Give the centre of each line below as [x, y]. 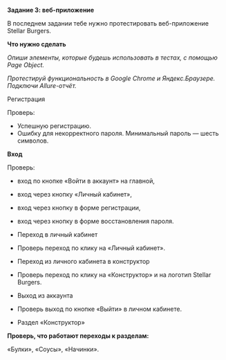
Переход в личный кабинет [57, 234]
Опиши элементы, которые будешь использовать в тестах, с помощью [112, 57]
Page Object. [26, 65]
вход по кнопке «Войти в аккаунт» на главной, [86, 181]
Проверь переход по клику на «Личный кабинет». [91, 248]
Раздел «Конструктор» [51, 322]
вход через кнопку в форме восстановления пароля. [95, 221]
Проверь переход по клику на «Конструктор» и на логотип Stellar [114, 275]
